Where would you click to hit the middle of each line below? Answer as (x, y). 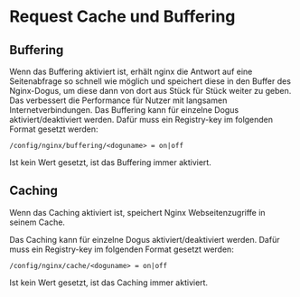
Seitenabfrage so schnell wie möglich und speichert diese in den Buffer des (150, 81)
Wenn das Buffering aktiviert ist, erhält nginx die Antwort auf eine (131, 71)
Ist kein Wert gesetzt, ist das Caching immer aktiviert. (109, 283)
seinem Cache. (37, 222)
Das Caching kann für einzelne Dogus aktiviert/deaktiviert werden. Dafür (145, 239)
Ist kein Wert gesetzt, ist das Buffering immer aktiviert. (111, 162)
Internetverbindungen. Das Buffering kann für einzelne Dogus (124, 110)
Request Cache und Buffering (122, 17)
